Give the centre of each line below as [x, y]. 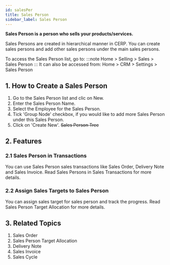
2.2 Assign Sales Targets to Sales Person [57, 190]
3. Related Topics [33, 223]
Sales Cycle [25, 257]
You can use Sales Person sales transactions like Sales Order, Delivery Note [85, 166]
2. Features [24, 141]
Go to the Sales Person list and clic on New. [58, 98]
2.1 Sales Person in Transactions [46, 156]
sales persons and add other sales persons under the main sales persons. [83, 49]
